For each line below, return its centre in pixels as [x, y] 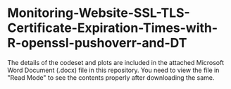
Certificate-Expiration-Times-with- [113, 28]
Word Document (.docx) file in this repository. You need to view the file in [113, 70]
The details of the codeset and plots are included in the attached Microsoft [115, 62]
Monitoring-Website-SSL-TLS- [99, 13]
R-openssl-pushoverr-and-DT [97, 43]
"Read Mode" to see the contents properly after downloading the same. [111, 77]
